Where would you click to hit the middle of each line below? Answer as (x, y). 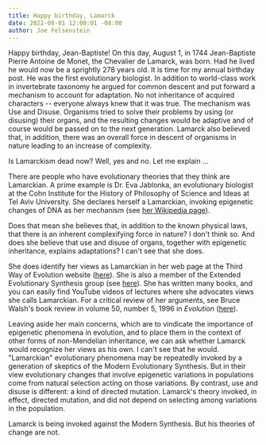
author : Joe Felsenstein (49, 30)
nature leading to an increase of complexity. (80, 146)
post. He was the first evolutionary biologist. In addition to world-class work (132, 78)
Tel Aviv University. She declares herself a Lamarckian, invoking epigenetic (131, 202)
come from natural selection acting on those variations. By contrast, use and (133, 383)
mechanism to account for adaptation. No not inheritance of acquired (121, 95)
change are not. (34, 432)
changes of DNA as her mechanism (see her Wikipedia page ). (109, 211)
